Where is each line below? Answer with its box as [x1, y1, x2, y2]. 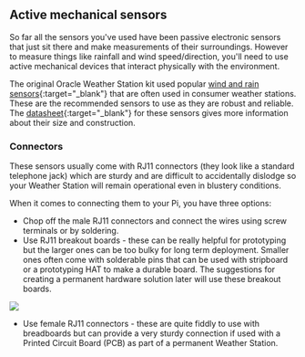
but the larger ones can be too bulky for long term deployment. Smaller [22, 245, 290, 256]
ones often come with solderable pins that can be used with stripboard [22, 255, 289, 266]
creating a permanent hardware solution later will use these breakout [22, 274, 281, 285]
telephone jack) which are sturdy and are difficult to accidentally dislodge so [9, 171, 297, 182]
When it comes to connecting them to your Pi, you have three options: [9, 198, 271, 209]
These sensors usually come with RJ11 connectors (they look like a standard [9, 161, 295, 172]
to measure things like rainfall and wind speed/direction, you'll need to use [9, 50, 289, 62]
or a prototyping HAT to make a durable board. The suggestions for [22, 264, 276, 275]
